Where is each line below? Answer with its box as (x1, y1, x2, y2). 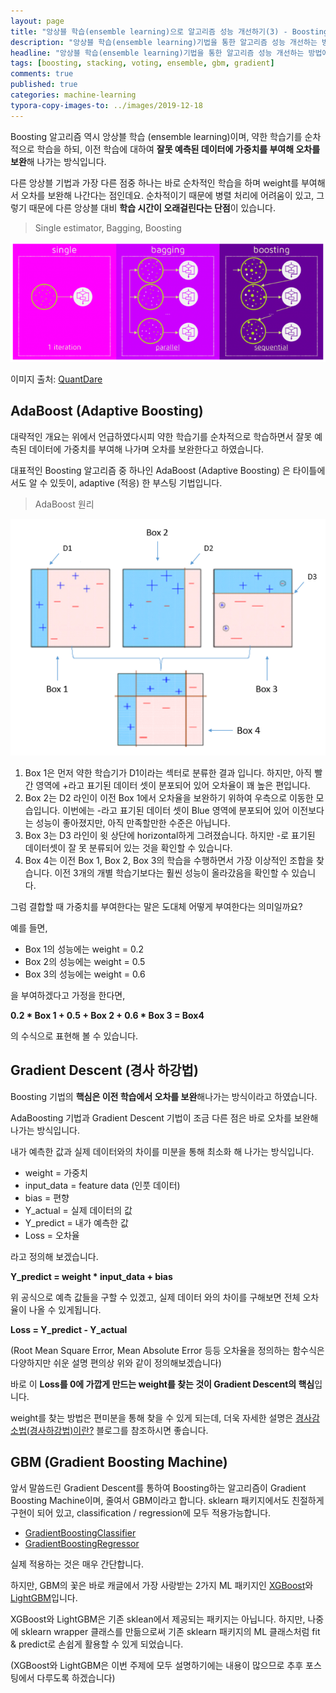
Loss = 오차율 (24, 1229, 80, 1241)
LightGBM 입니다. (10, 1591, 78, 1604)
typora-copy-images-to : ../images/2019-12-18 (10, 100, 203, 110)
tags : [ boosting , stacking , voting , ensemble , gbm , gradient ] (10, 58, 275, 69)
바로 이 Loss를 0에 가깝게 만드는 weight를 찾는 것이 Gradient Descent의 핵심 (10, 1378, 315, 1390)
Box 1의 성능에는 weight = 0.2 (24, 943, 144, 955)
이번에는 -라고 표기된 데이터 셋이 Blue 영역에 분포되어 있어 (62, 804, 290, 816)
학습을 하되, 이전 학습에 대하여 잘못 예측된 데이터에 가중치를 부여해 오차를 (36, 143, 321, 155)
